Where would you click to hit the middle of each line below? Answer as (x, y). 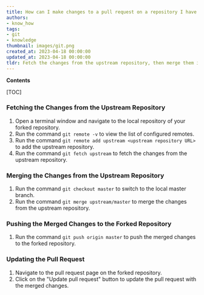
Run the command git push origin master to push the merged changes (105, 237)
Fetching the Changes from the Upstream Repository (86, 108)
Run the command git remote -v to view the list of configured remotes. (105, 134)
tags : (13, 29)
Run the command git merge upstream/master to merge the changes (101, 202)
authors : (17, 18)
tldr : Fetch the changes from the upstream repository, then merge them (100, 63)
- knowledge (21, 40)
